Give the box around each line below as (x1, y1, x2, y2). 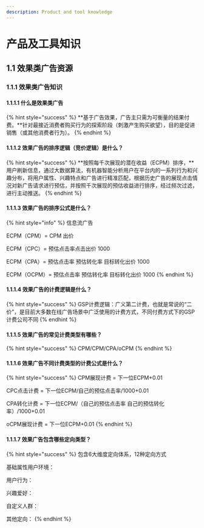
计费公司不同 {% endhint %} (6, 315, 77, 323)
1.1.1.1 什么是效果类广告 (6, 99, 64, 107)
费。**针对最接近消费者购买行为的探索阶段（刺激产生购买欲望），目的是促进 (6, 121, 195, 128)
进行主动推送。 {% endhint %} (6, 189, 82, 197)
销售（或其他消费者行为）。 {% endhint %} (6, 129, 111, 136)
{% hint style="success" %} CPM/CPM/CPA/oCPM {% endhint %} (6, 345, 172, 352)
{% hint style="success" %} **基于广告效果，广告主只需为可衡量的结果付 (6, 114, 190, 121)
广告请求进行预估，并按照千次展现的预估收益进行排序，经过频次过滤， (22, 181, 198, 189)
